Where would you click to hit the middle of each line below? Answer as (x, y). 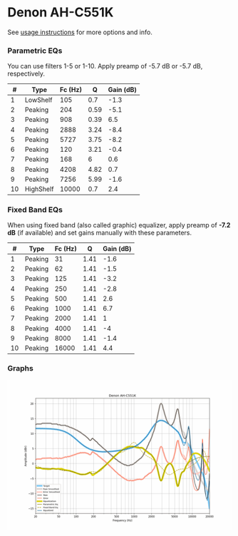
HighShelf (39, 189)
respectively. (26, 74)
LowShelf (38, 100)
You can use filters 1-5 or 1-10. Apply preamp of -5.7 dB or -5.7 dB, (105, 66)
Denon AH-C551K (61, 12)
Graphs (20, 368)
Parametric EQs (35, 51)
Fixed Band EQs (35, 210)
